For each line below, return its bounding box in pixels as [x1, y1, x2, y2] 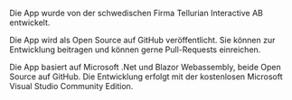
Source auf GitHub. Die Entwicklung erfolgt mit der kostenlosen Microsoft [9, 71, 283, 82]
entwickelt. [9, 17, 51, 28]
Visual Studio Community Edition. [9, 81, 134, 91]
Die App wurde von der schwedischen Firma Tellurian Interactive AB [9, 8, 264, 18]
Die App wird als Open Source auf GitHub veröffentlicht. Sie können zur [9, 35, 276, 45]
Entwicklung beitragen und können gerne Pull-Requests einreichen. [9, 44, 261, 55]
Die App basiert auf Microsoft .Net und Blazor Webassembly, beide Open [9, 62, 282, 72]
